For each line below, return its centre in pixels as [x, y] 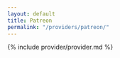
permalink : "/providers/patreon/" [59, 27]
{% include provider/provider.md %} [60, 47]
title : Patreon [30, 21]
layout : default [31, 14]
